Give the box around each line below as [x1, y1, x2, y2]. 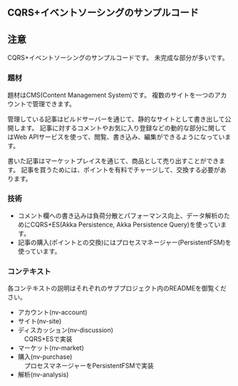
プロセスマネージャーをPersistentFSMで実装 [24, 362, 155, 370]
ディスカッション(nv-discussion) [17, 326, 114, 335]
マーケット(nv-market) [17, 344, 84, 353]
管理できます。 [31, 99, 76, 108]
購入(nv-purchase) [17, 353, 73, 361]
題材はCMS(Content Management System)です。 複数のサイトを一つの [7, 90, 215, 99]
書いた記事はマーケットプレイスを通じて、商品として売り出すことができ [7, 156, 219, 165]
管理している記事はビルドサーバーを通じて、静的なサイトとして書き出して [7, 115, 225, 123]
